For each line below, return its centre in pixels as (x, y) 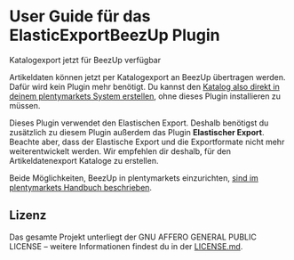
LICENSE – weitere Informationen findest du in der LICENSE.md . (126, 246)
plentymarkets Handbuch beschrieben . (81, 187)
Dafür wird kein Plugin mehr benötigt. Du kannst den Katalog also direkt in (144, 86)
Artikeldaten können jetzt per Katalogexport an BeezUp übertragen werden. (147, 77)
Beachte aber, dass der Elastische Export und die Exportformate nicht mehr (147, 142)
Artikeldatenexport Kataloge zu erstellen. (84, 160)
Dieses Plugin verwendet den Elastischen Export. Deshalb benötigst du (139, 123)
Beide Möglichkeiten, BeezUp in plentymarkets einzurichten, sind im (134, 178)
